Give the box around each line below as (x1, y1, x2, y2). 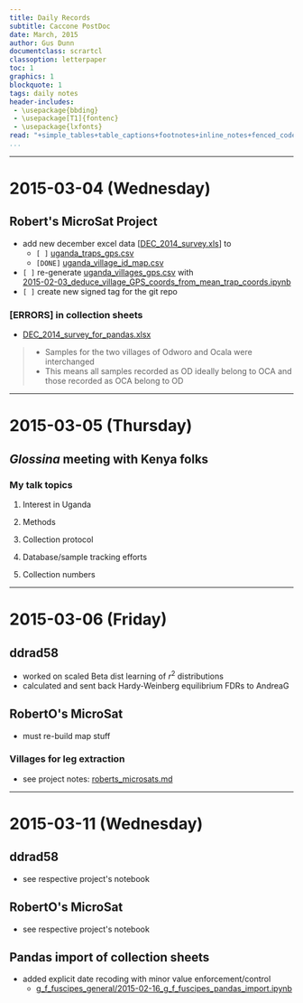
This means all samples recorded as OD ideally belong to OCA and (44, 366, 292, 377)
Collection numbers (22, 569, 96, 580)
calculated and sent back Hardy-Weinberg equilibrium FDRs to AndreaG (22, 680, 289, 691)
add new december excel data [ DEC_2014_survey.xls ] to (22, 238, 232, 248)
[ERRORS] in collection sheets (9, 308, 143, 321)
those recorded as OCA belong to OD (44, 376, 184, 387)
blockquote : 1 (9, 80, 63, 89)
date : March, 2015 (9, 30, 78, 39)
